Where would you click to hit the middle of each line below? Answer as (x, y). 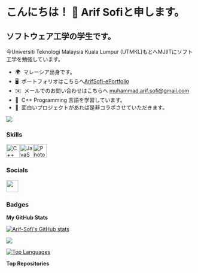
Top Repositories (28, 263)
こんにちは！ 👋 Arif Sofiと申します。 (96, 12)
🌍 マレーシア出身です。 (45, 72)
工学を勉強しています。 (35, 59)
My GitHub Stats (27, 217)
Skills (14, 134)
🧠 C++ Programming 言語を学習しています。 (70, 100)
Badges (17, 204)
